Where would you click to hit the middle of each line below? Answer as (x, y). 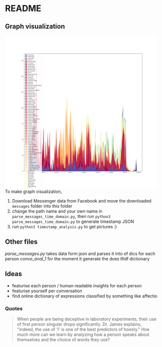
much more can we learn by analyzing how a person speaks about (83, 334)
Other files (21, 242)
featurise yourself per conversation (47, 291)
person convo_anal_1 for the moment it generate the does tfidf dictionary (77, 259)
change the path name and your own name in (57, 211)
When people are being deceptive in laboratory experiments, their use (87, 319)
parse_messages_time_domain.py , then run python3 (61, 216)
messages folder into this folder (42, 206)
